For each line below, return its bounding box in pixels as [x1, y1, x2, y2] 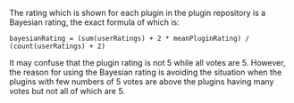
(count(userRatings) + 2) [9, 42, 105, 51]
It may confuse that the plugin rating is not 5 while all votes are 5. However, [9, 58, 286, 67]
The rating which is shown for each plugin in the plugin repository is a [9, 8, 266, 18]
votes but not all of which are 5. [9, 86, 125, 96]
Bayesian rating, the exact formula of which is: [9, 17, 181, 28]
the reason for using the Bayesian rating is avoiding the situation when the [9, 67, 282, 77]
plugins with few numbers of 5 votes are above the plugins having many [9, 76, 274, 87]
